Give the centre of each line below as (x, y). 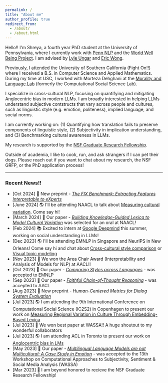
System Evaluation (32, 296)
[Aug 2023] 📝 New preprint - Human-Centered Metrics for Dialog (80, 291)
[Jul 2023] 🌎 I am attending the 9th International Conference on (78, 302)
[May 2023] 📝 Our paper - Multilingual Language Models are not (79, 348)
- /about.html (24, 33)
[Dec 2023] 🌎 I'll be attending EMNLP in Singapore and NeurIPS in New (86, 241)
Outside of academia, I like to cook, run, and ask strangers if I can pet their (82, 154)
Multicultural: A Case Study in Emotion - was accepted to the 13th (80, 354)
